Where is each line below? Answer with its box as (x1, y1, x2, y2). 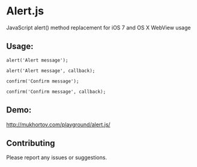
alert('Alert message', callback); (6, 68, 95, 74)
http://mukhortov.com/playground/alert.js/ (6, 121, 111, 128)
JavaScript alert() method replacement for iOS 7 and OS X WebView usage (6, 24, 191, 31)
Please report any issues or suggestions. (6, 154, 107, 161)
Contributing (6, 138, 55, 148)
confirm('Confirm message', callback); (6, 89, 106, 95)
